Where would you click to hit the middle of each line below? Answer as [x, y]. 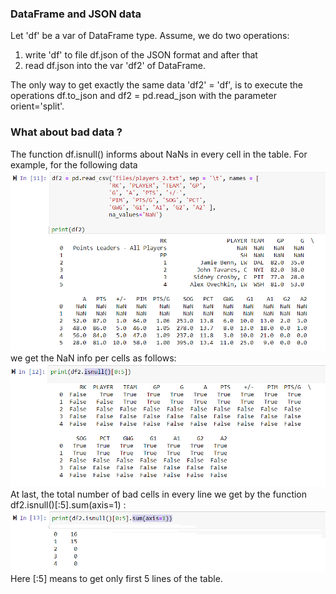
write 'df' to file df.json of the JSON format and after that [141, 55]
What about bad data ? [66, 132]
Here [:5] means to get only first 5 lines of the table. [116, 578]
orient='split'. [37, 106]
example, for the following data [74, 164]
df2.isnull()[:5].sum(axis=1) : [68, 505]
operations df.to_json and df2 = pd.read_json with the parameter [143, 96]
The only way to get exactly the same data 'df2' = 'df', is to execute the [157, 85]
